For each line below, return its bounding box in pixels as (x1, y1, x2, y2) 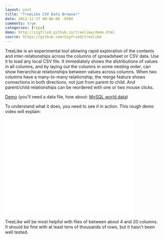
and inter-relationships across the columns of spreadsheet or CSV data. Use (5, 53, 159, 59)
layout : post (5, 7, 32, 12)
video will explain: (5, 108, 41, 114)
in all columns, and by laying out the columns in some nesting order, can (5, 63, 151, 69)
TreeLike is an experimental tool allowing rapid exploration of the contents (5, 48, 154, 54)
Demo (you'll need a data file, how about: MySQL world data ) (5, 94, 128, 99)
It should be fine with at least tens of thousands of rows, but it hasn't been (5, 224, 155, 230)
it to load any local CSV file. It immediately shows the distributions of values (5, 58, 158, 64)
